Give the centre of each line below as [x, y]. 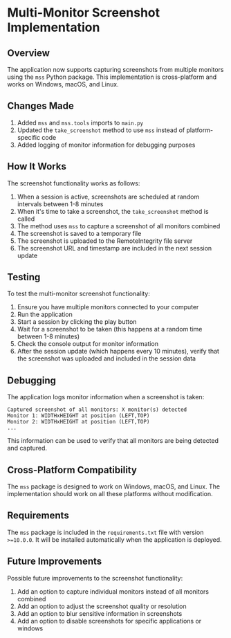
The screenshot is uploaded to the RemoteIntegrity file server [105, 241]
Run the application [45, 315]
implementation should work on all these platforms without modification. [110, 494]
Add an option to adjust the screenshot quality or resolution [102, 606]
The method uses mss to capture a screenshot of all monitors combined [119, 226]
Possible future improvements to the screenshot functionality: [95, 578]
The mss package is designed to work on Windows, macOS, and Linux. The [113, 486]
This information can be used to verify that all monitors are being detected [113, 441]
